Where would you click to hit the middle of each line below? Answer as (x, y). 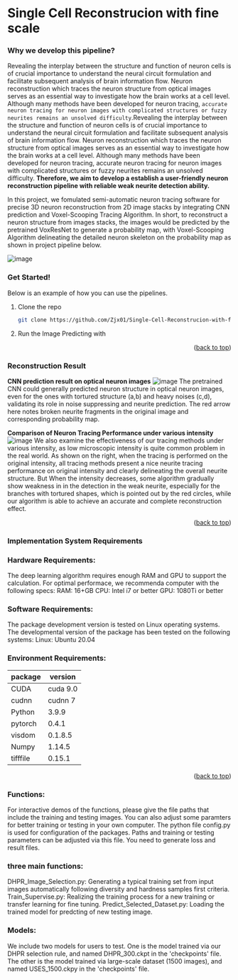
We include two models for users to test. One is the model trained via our (114, 946)
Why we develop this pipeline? (61, 51)
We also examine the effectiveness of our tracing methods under (129, 440)
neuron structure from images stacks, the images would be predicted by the (119, 222)
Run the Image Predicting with (62, 334)
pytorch (24, 723)
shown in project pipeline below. (54, 245)
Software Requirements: (50, 609)
